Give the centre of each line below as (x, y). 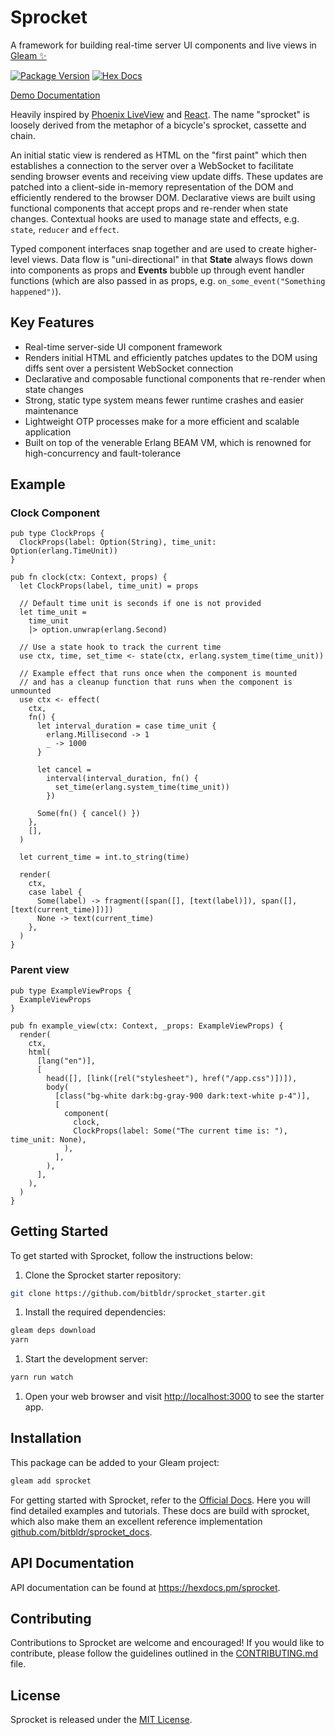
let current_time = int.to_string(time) (104, 857)
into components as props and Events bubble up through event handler (157, 270)
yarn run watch (42, 1377)
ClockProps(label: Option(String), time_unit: (118, 542)
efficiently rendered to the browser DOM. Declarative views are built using (163, 197)
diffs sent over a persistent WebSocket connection (129, 368)
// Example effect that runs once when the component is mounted (158, 674)
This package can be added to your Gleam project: (115, 1462)
